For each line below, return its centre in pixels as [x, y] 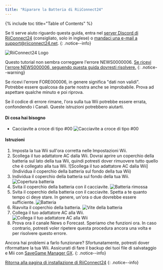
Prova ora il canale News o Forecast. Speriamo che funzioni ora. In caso [84, 223]
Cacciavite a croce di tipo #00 [42, 128]
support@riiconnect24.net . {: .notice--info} [48, 43]
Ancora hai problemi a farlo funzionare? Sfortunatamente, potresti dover [77, 243]
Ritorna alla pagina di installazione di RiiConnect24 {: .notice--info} [72, 263]
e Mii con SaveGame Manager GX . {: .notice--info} [55, 253]
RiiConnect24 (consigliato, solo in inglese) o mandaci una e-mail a [71, 38]
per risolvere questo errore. [40, 234]
